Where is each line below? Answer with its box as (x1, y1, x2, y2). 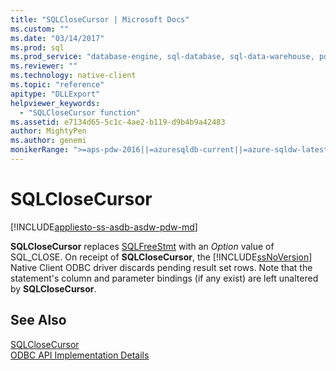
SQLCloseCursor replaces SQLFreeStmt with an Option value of (10, 240, 275, 252)
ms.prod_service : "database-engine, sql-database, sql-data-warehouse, (10, 52, 315, 62)
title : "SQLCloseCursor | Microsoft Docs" (10, 14, 190, 25)
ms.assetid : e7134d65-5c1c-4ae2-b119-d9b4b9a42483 (10, 117, 226, 127)
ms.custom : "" (10, 24, 70, 34)
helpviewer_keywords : (10, 98, 101, 108)
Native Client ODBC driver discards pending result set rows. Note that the (10, 261, 313, 273)
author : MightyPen (10, 126, 87, 136)
